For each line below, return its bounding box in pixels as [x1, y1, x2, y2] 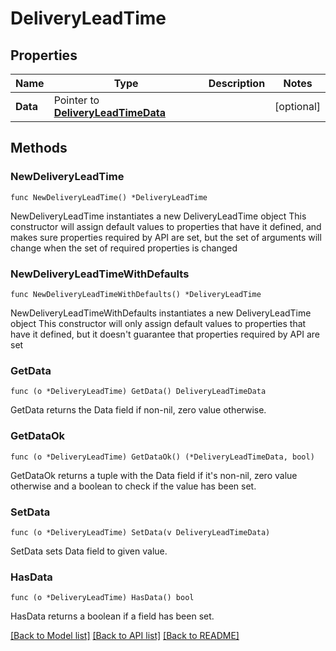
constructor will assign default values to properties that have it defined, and [10, 220, 322, 232]
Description [208, 77, 266, 90]
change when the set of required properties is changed [10, 242, 238, 254]
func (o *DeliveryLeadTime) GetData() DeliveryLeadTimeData [10, 387, 267, 397]
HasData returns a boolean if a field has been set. [10, 610, 215, 622]
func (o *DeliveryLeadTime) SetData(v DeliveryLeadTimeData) [10, 527, 271, 537]
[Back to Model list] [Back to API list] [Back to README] [10, 630, 240, 642]
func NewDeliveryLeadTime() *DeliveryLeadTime [10, 192, 208, 202]
